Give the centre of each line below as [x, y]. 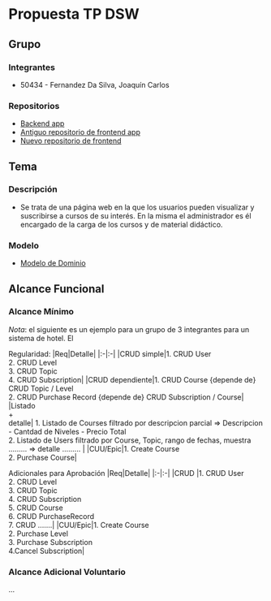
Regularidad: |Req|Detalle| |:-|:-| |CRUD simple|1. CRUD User [110, 353]
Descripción [33, 189]
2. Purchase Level [39, 534]
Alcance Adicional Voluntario [67, 572]
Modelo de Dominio [53, 263]
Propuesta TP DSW [74, 14]
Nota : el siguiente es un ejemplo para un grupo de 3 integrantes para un [129, 329]
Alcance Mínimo [41, 312]
